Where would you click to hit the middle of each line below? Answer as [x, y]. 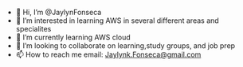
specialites [33, 29]
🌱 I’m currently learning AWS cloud [73, 37]
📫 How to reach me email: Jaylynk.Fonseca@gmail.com [108, 54]
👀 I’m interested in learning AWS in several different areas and [117, 20]
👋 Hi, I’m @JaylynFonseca [59, 12]
